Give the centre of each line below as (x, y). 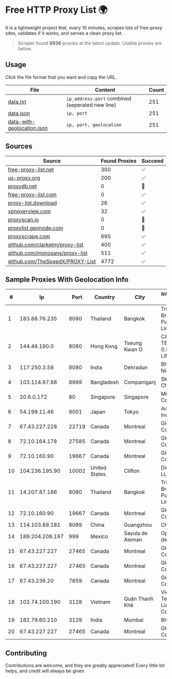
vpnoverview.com (29, 211)
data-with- (22, 121)
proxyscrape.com (29, 236)
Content (105, 89)
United (98, 468)
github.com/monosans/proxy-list (48, 253)
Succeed (153, 161)
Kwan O (133, 350)
